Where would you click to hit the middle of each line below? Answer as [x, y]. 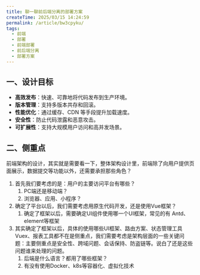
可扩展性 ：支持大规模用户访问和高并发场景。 [70, 127]
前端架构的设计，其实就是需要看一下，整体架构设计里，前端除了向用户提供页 [100, 164]
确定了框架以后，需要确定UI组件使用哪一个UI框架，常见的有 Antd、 [106, 213]
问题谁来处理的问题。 [41, 251]
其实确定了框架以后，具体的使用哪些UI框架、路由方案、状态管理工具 [99, 228]
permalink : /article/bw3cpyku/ [45, 23]
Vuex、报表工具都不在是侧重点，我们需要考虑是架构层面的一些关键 [97, 236]
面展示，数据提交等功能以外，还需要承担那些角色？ [69, 171]
